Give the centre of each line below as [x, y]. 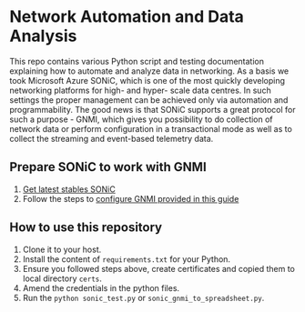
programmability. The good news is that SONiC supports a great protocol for [152, 109]
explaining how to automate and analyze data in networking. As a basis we [149, 71]
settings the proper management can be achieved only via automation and [149, 100]
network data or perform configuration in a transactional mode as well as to [151, 128]
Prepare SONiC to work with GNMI [108, 167]
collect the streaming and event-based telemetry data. [112, 138]
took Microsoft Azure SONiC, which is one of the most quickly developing [147, 80]
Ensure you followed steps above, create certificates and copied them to [159, 268]
